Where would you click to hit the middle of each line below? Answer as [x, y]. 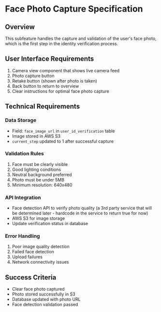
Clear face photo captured [38, 289]
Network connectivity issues [40, 262]
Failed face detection [33, 252]
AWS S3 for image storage [38, 218]
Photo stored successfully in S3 [44, 294]
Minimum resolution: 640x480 [42, 185]
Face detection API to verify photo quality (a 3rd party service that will [82, 208]
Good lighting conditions [37, 169]
